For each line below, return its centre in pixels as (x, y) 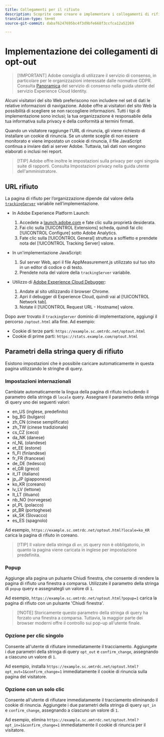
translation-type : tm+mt (30, 19)
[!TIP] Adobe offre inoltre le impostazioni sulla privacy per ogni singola (88, 161)
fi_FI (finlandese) (29, 453)
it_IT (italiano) (26, 474)
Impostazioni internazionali (38, 381)
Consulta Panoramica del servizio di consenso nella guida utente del (86, 86)
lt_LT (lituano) (26, 495)
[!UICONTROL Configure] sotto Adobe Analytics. (68, 233)
